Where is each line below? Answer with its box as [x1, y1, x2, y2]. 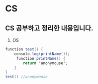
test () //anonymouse [5, 75, 48, 80]
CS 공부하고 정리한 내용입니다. [5, 24, 94, 32]
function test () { [5, 47, 43, 52]
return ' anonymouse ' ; [23, 60, 68, 66]
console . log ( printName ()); [14, 51, 70, 56]
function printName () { [16, 56, 66, 61]
